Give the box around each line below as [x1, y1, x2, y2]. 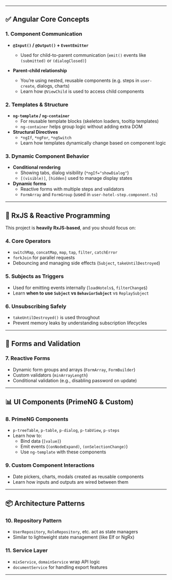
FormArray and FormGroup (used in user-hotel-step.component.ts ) [20, 192, 158, 198]
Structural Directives [12, 129, 58, 135]
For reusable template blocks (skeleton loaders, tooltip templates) [20, 118, 159, 124]
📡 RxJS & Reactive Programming [5, 211, 111, 220]
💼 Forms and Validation [5, 339, 81, 348]
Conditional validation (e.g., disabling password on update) [12, 377, 137, 383]
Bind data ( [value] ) [20, 438, 61, 444]
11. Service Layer [5, 547, 48, 554]
